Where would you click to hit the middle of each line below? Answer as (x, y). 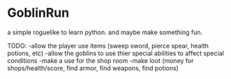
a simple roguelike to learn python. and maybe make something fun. (105, 32)
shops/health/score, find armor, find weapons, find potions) (93, 68)
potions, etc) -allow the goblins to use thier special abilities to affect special (116, 53)
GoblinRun (38, 13)
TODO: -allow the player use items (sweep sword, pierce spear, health (108, 45)
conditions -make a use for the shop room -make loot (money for (100, 60)
